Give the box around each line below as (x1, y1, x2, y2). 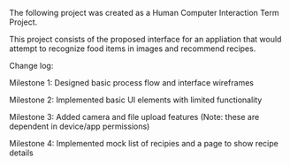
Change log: (9, 61, 54, 71)
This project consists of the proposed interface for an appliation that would (9, 34, 282, 44)
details (9, 147, 34, 158)
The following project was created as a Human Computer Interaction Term (9, 8, 279, 18)
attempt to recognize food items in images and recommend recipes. (9, 43, 256, 54)
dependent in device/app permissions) (9, 121, 150, 131)
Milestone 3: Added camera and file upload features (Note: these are (9, 112, 260, 122)
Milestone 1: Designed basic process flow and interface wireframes (9, 78, 255, 87)
